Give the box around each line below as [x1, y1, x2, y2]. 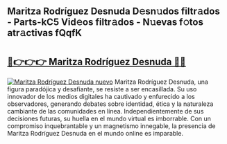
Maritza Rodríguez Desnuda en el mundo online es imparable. [7, 129, 184, 137]
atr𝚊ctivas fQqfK [7, 27, 82, 39]
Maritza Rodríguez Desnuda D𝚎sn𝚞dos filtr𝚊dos [7, 6, 220, 17]
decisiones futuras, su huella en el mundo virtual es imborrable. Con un [7, 114, 212, 123]
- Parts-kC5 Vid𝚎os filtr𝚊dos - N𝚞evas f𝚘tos [7, 17, 203, 28]
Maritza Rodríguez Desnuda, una [114, 78, 208, 86]
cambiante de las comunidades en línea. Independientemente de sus [7, 107, 204, 115]
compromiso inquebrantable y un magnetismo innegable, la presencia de [7, 122, 216, 130]
